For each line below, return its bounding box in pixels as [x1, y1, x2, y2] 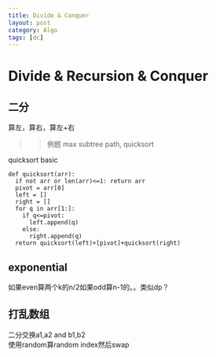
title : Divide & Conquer [8, 11, 90, 20]
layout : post [8, 19, 51, 27]
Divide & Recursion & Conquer [8, 68, 209, 85]
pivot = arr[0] [15, 184, 65, 193]
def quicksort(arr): [8, 171, 76, 178]
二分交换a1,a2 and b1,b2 [8, 329, 86, 339]
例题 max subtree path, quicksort [46, 139, 155, 149]
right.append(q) [28, 233, 82, 241]
